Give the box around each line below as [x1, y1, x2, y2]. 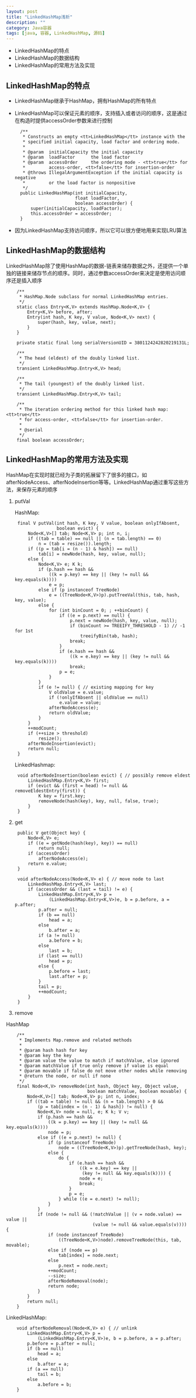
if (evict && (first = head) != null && [27, 782, 128, 788]
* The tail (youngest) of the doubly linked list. [19, 381, 145, 387]
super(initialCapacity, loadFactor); [30, 206, 123, 211]
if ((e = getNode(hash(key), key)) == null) [27, 840, 139, 846]
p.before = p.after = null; [27, 1341, 95, 1346]
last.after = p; [49, 973, 89, 979]
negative [14, 175, 36, 180]
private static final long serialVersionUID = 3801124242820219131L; [16, 340, 190, 346]
